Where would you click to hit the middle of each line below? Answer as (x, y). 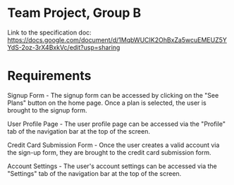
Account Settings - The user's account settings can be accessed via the (112, 166)
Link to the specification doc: (49, 32)
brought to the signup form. (47, 110)
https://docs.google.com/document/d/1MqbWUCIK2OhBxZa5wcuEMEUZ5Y (117, 39)
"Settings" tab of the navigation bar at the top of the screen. (94, 173)
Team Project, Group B (74, 13)
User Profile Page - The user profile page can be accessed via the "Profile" (116, 124)
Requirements (49, 76)
